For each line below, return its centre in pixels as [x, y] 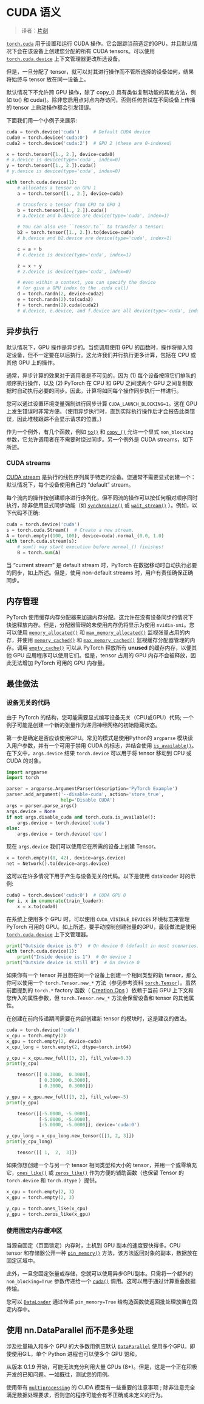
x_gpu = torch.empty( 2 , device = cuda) [54, 1041]
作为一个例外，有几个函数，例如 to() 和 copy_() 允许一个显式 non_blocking [100, 432]
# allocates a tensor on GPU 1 [57, 188]
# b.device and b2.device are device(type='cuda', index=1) [95, 238]
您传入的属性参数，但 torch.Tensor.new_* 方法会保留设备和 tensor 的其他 [98, 998]
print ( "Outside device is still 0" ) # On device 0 [73, 963]
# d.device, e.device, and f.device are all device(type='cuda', [102, 311]
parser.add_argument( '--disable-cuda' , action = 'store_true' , [85, 795]
